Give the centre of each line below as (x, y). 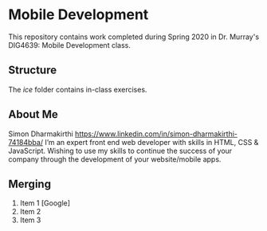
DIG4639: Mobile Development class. (70, 45)
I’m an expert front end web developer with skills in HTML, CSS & (152, 142)
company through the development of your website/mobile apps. (115, 159)
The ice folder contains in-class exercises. (78, 89)
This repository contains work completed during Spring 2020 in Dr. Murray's (134, 37)
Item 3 (30, 220)
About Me (33, 114)
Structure (33, 70)
